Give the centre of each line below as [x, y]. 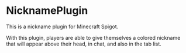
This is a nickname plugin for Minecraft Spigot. [62, 26]
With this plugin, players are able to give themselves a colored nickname [93, 37]
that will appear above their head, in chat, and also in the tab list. [84, 44]
